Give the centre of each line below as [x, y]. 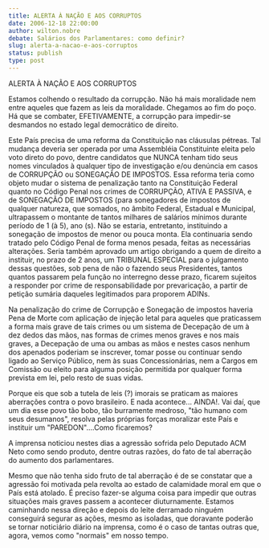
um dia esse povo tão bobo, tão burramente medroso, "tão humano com [128, 410]
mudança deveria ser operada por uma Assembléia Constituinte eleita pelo [132, 149]
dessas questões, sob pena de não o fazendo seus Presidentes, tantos [125, 268]
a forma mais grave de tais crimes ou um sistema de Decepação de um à [129, 326]
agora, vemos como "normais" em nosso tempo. [88, 535]
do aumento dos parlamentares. [61, 460]
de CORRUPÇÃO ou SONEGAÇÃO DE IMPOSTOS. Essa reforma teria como [131, 174]
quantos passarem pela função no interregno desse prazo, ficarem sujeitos [132, 276]
